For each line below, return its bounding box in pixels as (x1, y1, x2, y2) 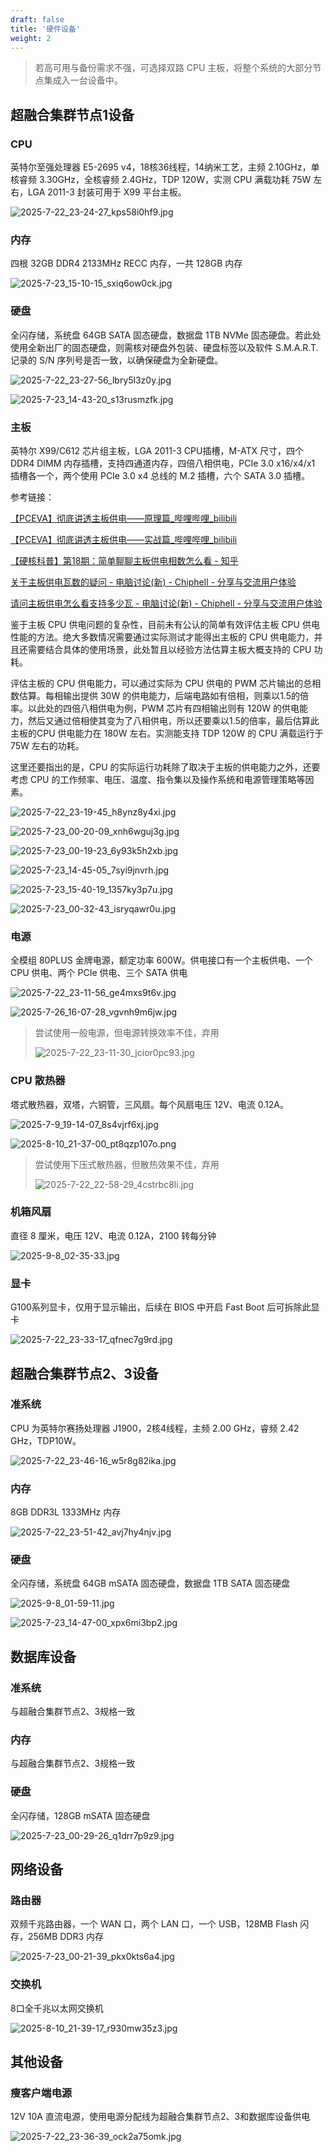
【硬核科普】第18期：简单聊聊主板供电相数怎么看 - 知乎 (10, 554, 239, 566)
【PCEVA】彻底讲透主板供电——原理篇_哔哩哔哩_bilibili (10, 512, 238, 524)
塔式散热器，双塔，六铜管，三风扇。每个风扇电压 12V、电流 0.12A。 (10, 1098, 289, 1110)
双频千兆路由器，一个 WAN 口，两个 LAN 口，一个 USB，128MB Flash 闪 (10, 1918, 310, 1930)
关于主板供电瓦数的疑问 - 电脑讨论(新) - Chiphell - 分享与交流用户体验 (10, 576, 297, 588)
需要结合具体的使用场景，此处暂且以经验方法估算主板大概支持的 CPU (27, 643, 312, 655)
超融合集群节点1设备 (10, 106, 135, 123)
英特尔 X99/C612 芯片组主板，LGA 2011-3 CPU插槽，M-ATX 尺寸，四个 (10, 444, 305, 456)
